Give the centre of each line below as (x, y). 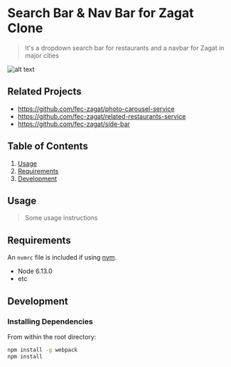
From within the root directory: (52, 336)
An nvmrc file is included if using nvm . (62, 257)
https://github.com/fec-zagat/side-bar (74, 124)
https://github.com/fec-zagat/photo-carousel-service (96, 109)
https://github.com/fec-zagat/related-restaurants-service (102, 116)
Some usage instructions (61, 218)
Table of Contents (48, 146)
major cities (42, 55)
